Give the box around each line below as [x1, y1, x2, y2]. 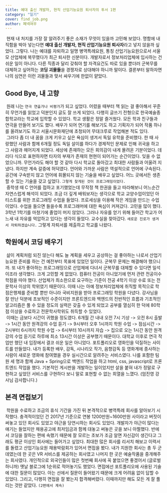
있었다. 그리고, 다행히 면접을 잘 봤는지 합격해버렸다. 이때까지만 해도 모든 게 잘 [5, 476, 156, 482]
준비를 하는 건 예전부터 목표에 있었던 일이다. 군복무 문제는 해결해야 [18, 258, 148, 264]
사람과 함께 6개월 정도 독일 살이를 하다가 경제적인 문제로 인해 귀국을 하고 [18, 141, 160, 147]
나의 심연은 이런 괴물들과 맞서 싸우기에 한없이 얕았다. [5, 73, 108, 79]
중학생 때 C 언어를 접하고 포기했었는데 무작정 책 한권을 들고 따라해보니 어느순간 [6, 184, 160, 190]
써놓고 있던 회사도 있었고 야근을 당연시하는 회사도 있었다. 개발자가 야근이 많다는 [5, 420, 160, 426]
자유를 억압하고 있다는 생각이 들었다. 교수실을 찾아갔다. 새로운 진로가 [19, 216, 151, 222]
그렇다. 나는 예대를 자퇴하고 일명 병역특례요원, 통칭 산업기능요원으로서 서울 [15, 48, 161, 54]
